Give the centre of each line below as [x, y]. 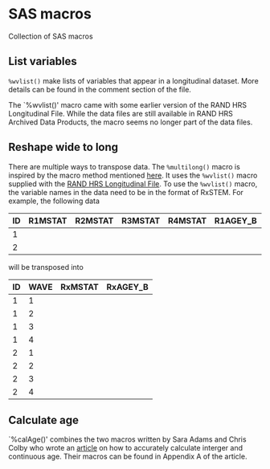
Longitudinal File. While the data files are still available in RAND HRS [121, 113]
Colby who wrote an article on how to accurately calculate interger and [126, 448]
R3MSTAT [141, 220]
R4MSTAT [187, 220]
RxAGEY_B [127, 287]
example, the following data [54, 201]
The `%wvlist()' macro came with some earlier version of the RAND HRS [128, 104]
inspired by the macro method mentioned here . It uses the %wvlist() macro [133, 175]
